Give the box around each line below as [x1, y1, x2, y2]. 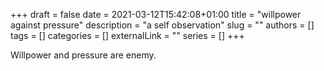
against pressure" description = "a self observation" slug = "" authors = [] [10, 19, 315, 31]
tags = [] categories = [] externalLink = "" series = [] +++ [10, 30, 245, 41]
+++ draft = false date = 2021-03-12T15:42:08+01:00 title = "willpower [10, 9, 302, 20]
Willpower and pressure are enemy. [10, 49, 157, 61]
